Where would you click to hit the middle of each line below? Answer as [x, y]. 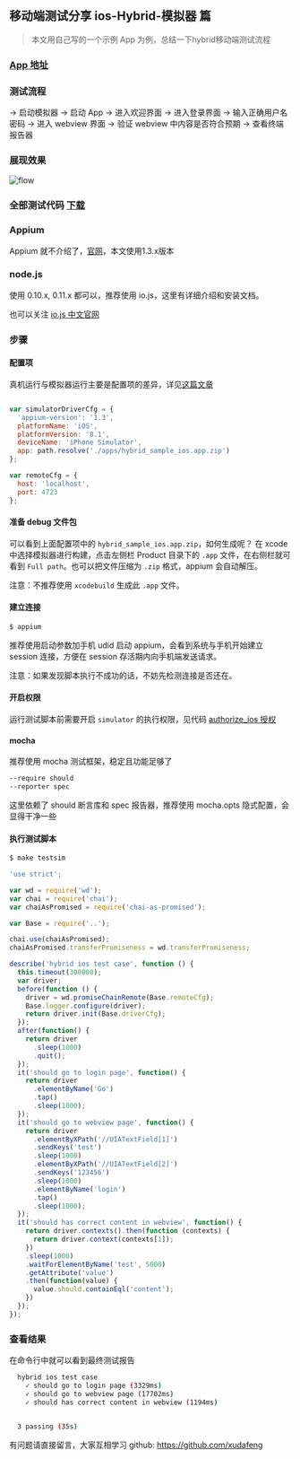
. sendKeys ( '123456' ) [71, 1173]
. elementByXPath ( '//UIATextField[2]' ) [105, 1165]
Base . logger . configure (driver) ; [86, 1006]
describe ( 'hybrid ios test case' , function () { [102, 964]
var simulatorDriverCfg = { [62, 409]
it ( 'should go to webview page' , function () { [106, 1123]
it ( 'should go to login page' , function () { [102, 1072]
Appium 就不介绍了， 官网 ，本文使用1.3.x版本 [92, 250]
